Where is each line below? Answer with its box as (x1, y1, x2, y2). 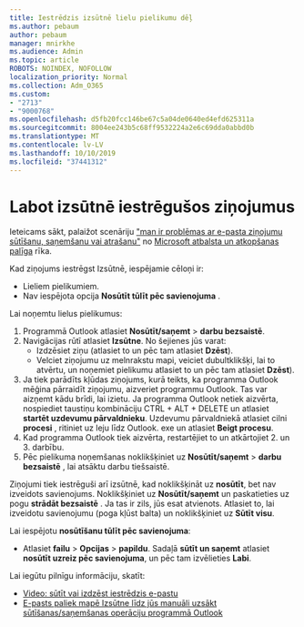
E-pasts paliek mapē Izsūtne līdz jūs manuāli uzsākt (22, 598, 218, 609)
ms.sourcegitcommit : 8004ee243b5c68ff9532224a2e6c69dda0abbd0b (9, 124, 255, 133)
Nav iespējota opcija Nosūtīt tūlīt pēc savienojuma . (22, 290, 221, 301)
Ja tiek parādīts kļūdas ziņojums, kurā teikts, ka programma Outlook (22, 374, 279, 385)
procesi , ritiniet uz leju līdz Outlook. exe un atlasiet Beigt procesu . (22, 422, 274, 433)
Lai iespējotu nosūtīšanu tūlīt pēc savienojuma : (9, 525, 191, 537)
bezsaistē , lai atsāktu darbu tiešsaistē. (22, 461, 170, 472)
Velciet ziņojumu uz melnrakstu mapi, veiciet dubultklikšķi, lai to (35, 355, 276, 366)
